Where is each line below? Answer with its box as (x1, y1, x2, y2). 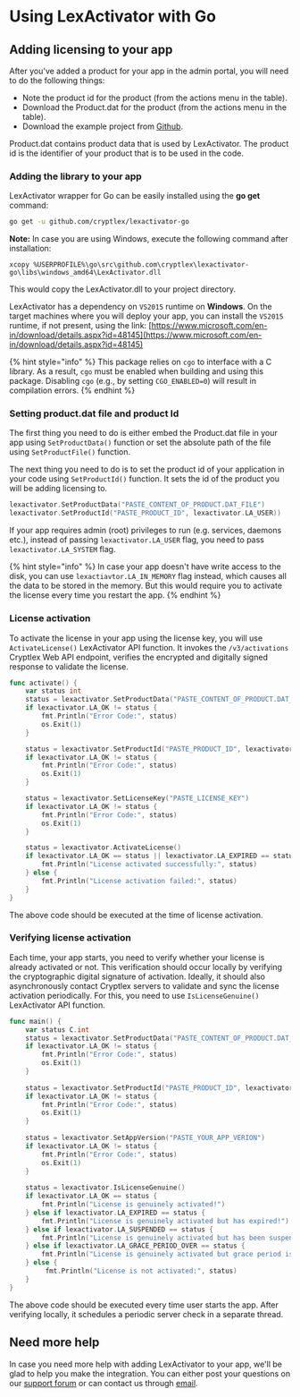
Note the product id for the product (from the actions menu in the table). (21, 92, 288, 103)
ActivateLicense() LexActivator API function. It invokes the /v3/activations (9, 642, 289, 652)
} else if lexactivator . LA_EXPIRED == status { (25, 1208, 205, 1217)
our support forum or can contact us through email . (9, 1377, 198, 1388)
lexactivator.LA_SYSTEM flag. (9, 544, 116, 555)
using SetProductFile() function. (9, 447, 131, 457)
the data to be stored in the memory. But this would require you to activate (9, 580, 283, 592)
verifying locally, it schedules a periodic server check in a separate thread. (9, 1308, 284, 1319)
